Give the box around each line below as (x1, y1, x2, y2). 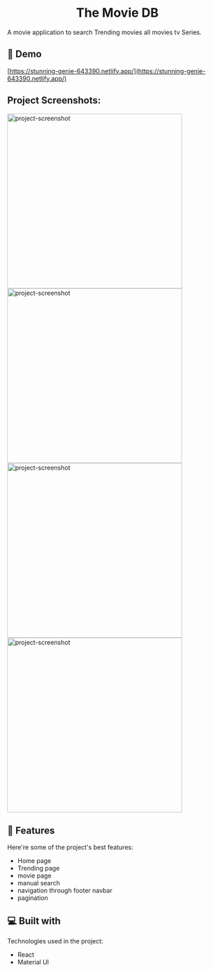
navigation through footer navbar (17, 886, 113, 895)
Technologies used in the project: (7, 937, 103, 945)
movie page (17, 871, 52, 880)
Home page (17, 857, 52, 865)
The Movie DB (75, 5, 159, 21)
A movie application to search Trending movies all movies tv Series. (7, 28, 202, 36)
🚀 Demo (7, 48, 42, 60)
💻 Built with (7, 915, 61, 927)
